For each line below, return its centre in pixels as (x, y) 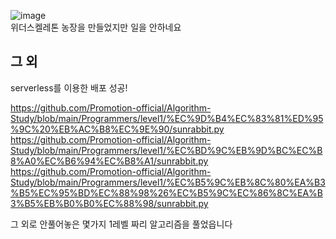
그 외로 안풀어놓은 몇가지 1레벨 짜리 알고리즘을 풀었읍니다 (121, 224)
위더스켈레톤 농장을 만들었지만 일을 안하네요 (96, 27)
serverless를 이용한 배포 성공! (69, 87)
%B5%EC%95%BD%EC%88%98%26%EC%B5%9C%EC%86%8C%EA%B (166, 192)
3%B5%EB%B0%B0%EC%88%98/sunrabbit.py (109, 203)
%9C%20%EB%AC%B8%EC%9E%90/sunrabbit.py (117, 129)
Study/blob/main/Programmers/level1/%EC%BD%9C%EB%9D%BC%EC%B (166, 150)
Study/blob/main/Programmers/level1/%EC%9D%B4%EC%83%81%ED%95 (167, 118)
